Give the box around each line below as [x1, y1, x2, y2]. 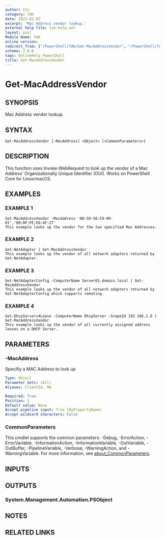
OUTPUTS [5, 481, 37, 490]
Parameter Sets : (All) [5, 380, 52, 385]
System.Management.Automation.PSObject [5, 496, 113, 503]
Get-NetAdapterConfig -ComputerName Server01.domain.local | [5, 278, 133, 283]
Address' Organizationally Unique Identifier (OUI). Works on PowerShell [5, 170, 150, 176]
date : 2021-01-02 [5, 16, 41, 21]
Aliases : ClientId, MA [5, 385, 52, 390]
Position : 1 [5, 398, 29, 403]
